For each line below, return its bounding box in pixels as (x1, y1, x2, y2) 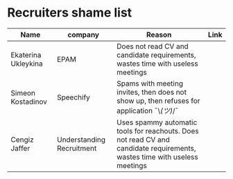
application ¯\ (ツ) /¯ (116, 106, 179, 115)
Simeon (10, 88, 36, 97)
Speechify (56, 92, 90, 102)
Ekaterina (10, 50, 42, 59)
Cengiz (10, 135, 34, 144)
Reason (146, 30, 172, 39)
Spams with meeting (116, 78, 184, 88)
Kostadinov (10, 97, 47, 106)
